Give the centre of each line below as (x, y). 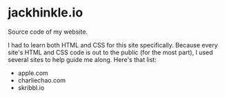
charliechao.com (42, 80)
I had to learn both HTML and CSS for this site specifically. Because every (113, 45)
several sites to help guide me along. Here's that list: (82, 59)
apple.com (33, 73)
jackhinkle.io (46, 13)
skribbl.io (31, 87)
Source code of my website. (48, 32)
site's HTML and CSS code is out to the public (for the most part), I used (110, 52)
